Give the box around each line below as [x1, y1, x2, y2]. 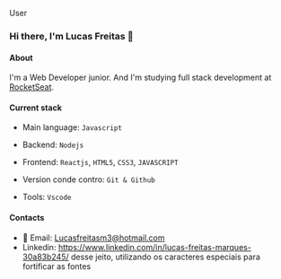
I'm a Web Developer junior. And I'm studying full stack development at [9, 72, 272, 83]
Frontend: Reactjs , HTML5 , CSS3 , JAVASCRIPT [22, 157, 179, 168]
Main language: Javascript [22, 122, 123, 133]
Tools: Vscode [22, 192, 72, 203]
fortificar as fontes [22, 260, 92, 272]
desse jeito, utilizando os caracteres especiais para [70, 251, 260, 262]
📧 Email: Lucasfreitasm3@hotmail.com [22, 232, 165, 243]
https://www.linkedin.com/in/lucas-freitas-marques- [57, 241, 251, 252]
